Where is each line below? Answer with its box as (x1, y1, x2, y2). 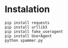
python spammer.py (4, 38, 43, 43)
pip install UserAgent (4, 33, 52, 38)
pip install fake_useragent (4, 29, 63, 34)
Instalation (4, 4, 50, 15)
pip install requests (4, 20, 50, 25)
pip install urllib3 (4, 24, 48, 30)
